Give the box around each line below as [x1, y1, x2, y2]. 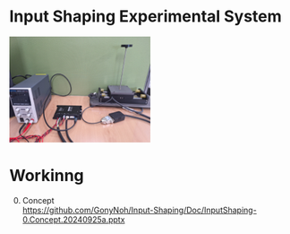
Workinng [9, 166, 85, 186]
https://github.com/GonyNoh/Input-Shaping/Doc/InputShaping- [21, 204, 257, 215]
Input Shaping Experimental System [9, 6, 282, 27]
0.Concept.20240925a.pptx [21, 213, 125, 225]
